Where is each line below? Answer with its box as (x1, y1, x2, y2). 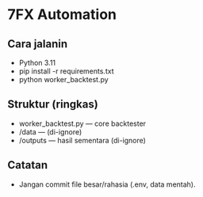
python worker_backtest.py (18, 75, 109, 84)
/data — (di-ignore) (18, 127, 82, 136)
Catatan (7, 158, 48, 172)
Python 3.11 (18, 58, 56, 67)
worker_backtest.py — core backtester (18, 119, 147, 128)
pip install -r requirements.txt (18, 66, 114, 76)
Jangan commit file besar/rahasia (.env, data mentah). (18, 180, 196, 189)
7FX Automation (7, 6, 117, 24)
